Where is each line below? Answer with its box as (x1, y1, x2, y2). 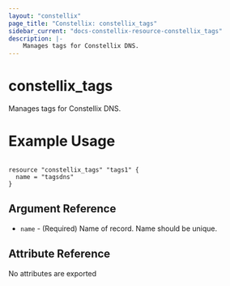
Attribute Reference (8, 247, 111, 261)
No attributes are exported (8, 268, 97, 278)
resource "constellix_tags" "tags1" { (8, 166, 139, 174)
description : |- (8, 34, 63, 43)
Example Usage (8, 132, 116, 151)
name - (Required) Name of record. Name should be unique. (19, 224, 218, 233)
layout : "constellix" (8, 11, 82, 20)
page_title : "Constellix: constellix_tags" (8, 19, 158, 28)
